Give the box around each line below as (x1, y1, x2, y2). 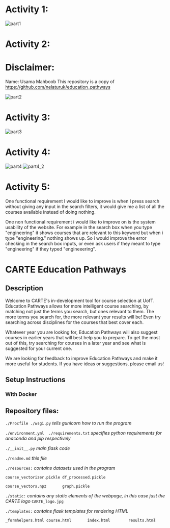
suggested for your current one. (5, 345, 72, 351)
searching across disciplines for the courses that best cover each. (5, 319, 144, 325)
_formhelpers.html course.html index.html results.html (5, 518, 156, 523)
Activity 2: (5, 38, 50, 50)
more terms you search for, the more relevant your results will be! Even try (5, 314, 161, 320)
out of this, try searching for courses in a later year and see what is (5, 340, 146, 346)
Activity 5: (5, 181, 50, 193)
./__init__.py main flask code (5, 445, 70, 451)
